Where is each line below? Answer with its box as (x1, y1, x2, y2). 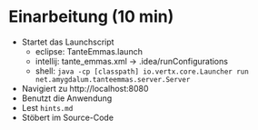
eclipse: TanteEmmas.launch (35, 45, 143, 56)
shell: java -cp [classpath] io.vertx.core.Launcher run (35, 65, 249, 76)
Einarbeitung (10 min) (8, 6, 174, 27)
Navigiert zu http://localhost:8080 (21, 83, 149, 94)
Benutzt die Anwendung (21, 93, 113, 104)
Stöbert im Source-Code (21, 112, 114, 123)
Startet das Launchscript (21, 36, 114, 47)
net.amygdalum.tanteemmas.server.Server (35, 75, 191, 84)
